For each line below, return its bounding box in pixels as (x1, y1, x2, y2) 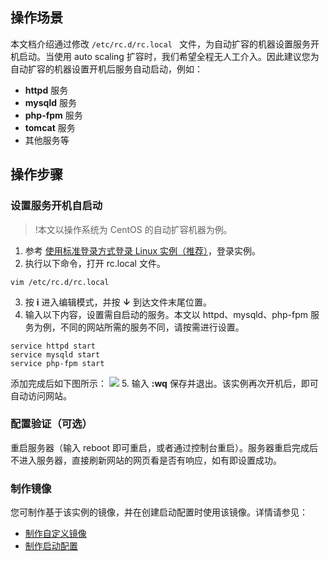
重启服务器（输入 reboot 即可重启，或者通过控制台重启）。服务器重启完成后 (10, 441, 319, 453)
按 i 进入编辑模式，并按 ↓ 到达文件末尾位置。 (24, 296, 213, 308)
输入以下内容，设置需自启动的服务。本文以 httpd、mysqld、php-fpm (24, 308, 309, 320)
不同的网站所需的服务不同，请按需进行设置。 (59, 321, 245, 333)
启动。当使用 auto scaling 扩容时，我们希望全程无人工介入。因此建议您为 (18, 50, 320, 62)
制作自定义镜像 (24, 528, 87, 540)
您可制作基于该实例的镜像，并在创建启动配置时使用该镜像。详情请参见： (10, 506, 308, 518)
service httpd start (10, 341, 97, 351)
